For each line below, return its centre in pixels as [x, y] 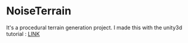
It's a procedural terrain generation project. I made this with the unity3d [94, 27]
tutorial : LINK [23, 33]
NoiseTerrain [39, 11]
